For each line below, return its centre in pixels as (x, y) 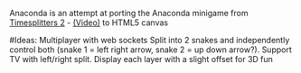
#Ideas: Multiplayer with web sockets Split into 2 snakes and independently (150, 40)
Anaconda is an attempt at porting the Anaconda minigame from (129, 13)
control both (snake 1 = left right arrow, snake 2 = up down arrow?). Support (150, 50)
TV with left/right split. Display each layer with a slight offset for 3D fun (141, 59)
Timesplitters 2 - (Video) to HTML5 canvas (89, 23)
